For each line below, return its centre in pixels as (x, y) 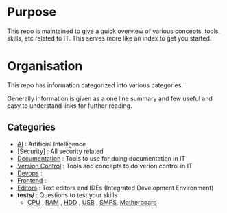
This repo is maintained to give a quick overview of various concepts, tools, (114, 31)
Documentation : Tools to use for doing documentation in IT (101, 158)
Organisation (45, 66)
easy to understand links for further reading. (70, 105)
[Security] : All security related (60, 151)
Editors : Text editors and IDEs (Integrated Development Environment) (115, 188)
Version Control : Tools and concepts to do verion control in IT (105, 166)
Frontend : (32, 180)
